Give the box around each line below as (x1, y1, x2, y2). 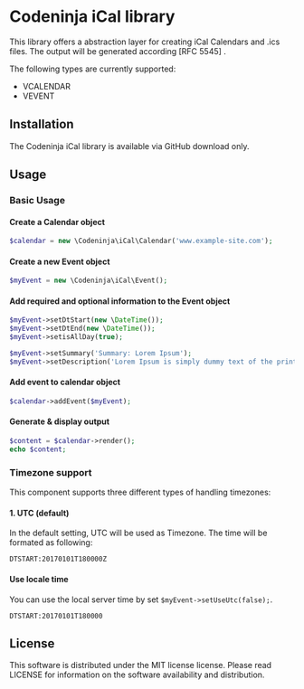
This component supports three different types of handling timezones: (9, 486, 271, 498)
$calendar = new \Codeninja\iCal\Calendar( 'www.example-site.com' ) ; (9, 237, 273, 246)
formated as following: (9, 537, 93, 548)
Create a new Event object (9, 256, 110, 267)
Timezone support (9, 466, 92, 478)
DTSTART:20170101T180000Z (9, 554, 107, 564)
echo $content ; (9, 445, 67, 454)
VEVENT (22, 90, 55, 101)
